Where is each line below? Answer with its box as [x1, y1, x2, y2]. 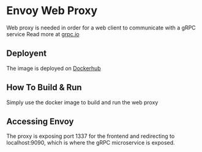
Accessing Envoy [6, 116, 74, 126]
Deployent [6, 48, 47, 59]
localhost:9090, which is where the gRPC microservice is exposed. [6, 139, 176, 146]
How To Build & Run [6, 82, 82, 93]
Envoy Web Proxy [6, 4, 98, 18]
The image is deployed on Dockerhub [6, 64, 101, 72]
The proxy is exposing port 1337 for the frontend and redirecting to [6, 132, 175, 140]
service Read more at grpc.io [6, 30, 80, 37]
